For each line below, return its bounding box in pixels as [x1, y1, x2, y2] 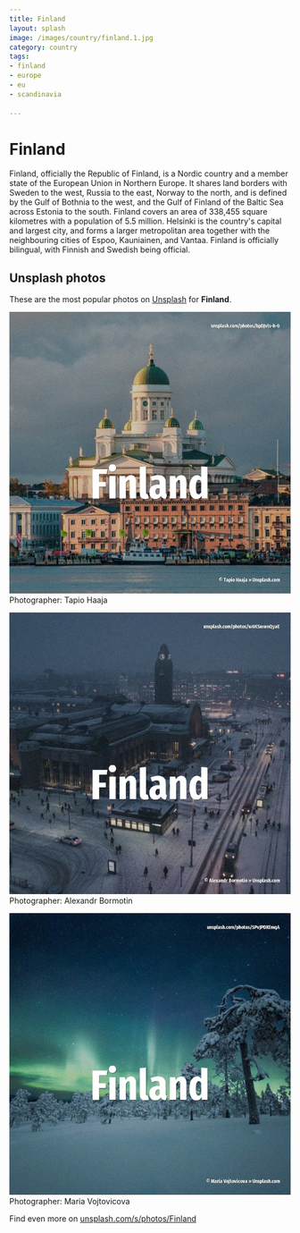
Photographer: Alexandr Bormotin [9, 895, 133, 907]
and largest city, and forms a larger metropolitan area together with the [9, 225, 271, 236]
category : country [9, 43, 78, 52]
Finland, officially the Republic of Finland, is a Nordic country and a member [9, 168, 288, 179]
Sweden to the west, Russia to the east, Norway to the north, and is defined [9, 188, 287, 198]
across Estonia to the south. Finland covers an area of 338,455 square [9, 207, 268, 217]
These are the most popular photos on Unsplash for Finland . [9, 294, 232, 305]
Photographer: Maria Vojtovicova [9, 1196, 130, 1207]
